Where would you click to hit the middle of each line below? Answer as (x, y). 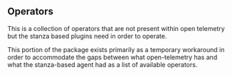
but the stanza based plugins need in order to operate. (87, 36)
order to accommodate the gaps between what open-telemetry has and (112, 57)
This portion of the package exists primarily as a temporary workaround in (116, 49)
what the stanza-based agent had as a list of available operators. (102, 64)
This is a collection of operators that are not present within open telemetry (116, 28)
